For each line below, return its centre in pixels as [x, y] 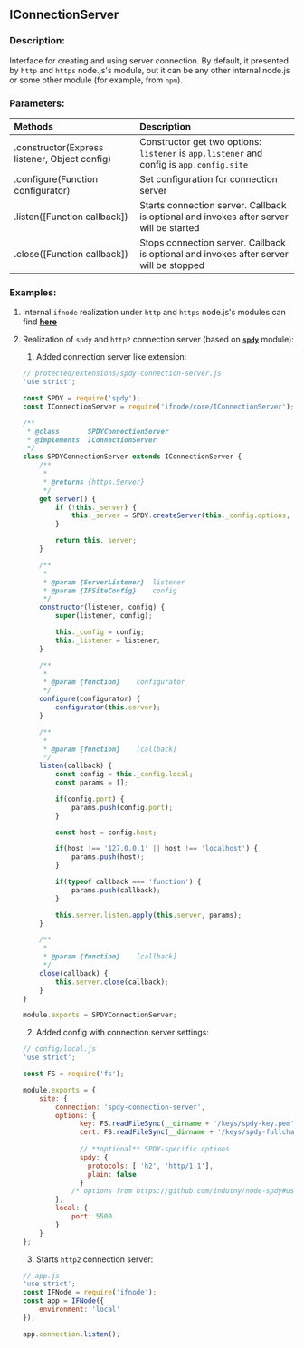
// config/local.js [59, 1049]
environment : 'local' [80, 1309]
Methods [34, 126]
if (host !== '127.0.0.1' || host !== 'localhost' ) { [157, 849]
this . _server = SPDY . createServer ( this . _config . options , [181, 515]
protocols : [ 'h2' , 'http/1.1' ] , [151, 1166]
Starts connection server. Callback [213, 205]
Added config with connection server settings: [123, 1033]
